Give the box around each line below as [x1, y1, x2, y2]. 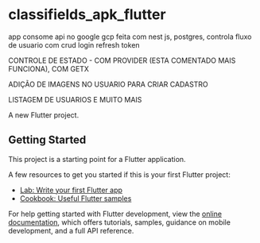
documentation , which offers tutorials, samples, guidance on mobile [8, 217, 231, 227]
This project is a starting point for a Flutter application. [8, 154, 186, 164]
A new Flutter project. [8, 110, 80, 120]
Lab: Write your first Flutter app [19, 185, 123, 195]
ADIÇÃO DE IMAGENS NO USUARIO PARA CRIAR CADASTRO [8, 79, 208, 89]
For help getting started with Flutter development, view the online [8, 209, 223, 218]
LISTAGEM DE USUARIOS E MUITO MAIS [8, 94, 142, 104]
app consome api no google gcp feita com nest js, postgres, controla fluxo [8, 32, 252, 41]
